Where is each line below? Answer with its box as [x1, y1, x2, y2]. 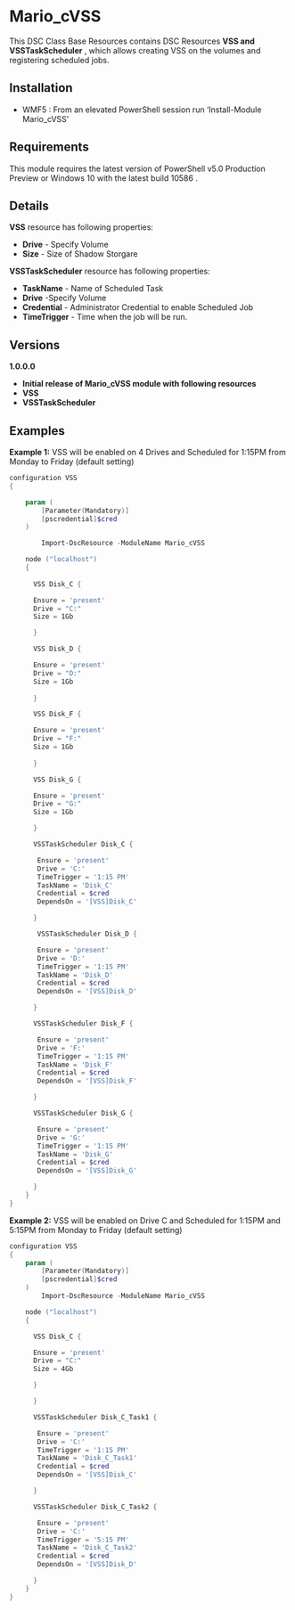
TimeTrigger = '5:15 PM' [37, 1535, 129, 1544]
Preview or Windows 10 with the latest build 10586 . [9, 172, 199, 184]
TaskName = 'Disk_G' [37, 1149, 114, 1159]
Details [9, 198, 49, 213]
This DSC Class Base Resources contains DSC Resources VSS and [9, 36, 256, 46]
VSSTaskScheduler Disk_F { [32, 1019, 134, 1028]
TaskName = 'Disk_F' [37, 1060, 114, 1069]
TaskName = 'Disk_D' [37, 970, 114, 979]
